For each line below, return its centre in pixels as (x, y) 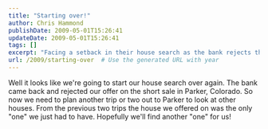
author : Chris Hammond (46, 23)
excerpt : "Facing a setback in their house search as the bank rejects (130, 53)
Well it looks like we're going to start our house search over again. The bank (133, 82)
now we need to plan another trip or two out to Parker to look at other (122, 100)
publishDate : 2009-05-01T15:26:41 (66, 30)
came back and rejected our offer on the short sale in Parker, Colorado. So (131, 91)
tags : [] (23, 45)
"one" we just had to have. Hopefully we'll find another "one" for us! (120, 116)
